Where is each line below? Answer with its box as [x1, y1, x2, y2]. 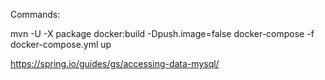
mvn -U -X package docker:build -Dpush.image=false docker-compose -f [10, 28, 315, 39]
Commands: [10, 9, 61, 20]
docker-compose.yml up [10, 39, 112, 50]
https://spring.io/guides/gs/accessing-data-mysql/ [10, 58, 220, 69]
